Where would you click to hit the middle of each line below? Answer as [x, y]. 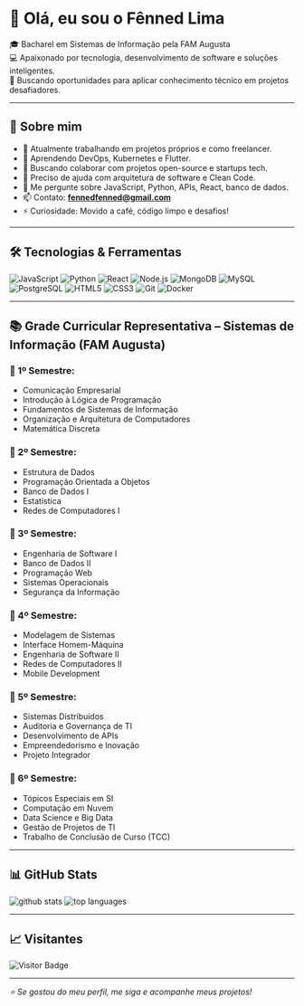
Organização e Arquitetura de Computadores [106, 419]
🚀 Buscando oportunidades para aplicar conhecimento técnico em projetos [149, 80]
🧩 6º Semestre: [43, 779]
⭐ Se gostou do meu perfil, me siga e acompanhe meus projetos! [131, 992]
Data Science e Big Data [67, 817]
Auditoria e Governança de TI [77, 726]
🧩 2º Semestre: [43, 452]
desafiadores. [35, 90]
